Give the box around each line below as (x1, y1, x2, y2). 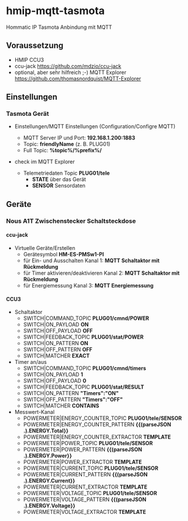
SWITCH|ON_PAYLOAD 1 (23, 371, 83, 378)
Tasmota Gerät (6, 110, 49, 118)
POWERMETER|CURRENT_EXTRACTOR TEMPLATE (23, 483, 148, 490)
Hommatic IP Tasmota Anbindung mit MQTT (6, 24, 112, 31)
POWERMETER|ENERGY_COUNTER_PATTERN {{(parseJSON (23, 421, 172, 428)
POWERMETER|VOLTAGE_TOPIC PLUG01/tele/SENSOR (23, 490, 157, 497)
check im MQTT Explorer (14, 158, 75, 165)
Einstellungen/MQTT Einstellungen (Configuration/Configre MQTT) (14, 123, 176, 130)
